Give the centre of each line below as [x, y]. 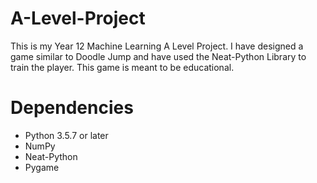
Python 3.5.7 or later [66, 135]
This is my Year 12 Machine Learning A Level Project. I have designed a [157, 46]
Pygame [42, 167]
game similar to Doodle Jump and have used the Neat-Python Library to [158, 56]
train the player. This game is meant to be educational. [122, 67]
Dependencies [72, 108]
